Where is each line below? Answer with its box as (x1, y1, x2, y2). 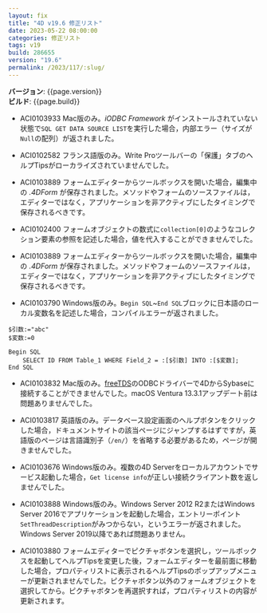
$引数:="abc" (8, 325, 49, 334)
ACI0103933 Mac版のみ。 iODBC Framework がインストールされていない (19, 113, 258, 123)
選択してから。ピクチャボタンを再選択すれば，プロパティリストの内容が (19, 586, 257, 595)
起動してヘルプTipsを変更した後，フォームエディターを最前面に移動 (33, 556, 257, 565)
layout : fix (8, 11, 48, 20)
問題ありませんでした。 (19, 398, 97, 408)
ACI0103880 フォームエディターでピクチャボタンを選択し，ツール (19, 546, 237, 556)
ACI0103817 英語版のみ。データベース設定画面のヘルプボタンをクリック (19, 415, 257, 425)
